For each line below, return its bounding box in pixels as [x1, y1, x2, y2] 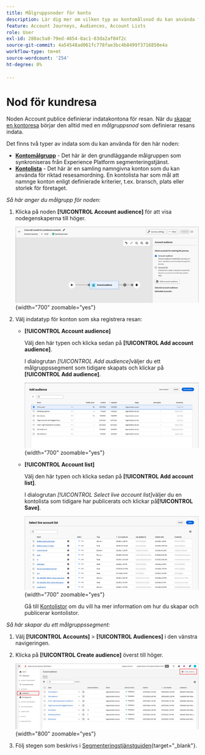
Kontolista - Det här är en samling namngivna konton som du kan [15, 165, 180, 173]
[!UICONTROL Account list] [24, 461, 95, 468]
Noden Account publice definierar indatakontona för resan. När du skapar [6, 115, 192, 122]
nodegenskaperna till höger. [15, 215, 86, 222]
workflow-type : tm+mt [6, 49, 62, 55]
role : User [6, 29, 34, 35]
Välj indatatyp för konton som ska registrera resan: [15, 315, 142, 322]
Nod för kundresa [6, 95, 97, 109]
